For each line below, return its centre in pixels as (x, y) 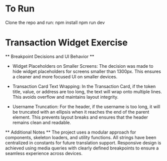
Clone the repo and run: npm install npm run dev (55, 22)
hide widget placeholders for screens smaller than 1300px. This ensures (87, 71)
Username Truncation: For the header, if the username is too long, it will (86, 106)
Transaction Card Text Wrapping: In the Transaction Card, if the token (84, 86)
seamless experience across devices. (44, 153)
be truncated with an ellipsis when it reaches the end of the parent (81, 112)
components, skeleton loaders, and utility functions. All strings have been (81, 137)
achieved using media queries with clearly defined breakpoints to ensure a (82, 148)
